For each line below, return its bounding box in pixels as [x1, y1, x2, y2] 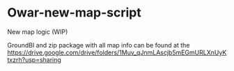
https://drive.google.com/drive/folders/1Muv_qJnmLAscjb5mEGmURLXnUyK [7, 48, 227, 57]
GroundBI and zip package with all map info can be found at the [7, 41, 190, 49]
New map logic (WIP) [7, 28, 68, 36]
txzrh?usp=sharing [7, 55, 61, 63]
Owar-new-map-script [7, 5, 141, 21]
